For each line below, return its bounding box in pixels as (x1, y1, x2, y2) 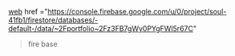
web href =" (8, 7, 48, 16)
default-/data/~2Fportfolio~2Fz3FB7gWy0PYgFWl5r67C (8, 24, 194, 33)
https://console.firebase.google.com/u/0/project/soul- (47, 7, 227, 16)
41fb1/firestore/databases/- (8, 15, 99, 25)
